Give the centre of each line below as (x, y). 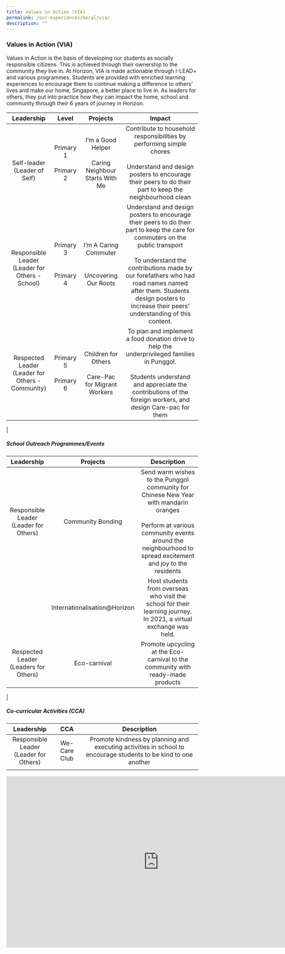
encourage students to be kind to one (139, 754)
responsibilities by (160, 136)
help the (160, 346)
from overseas (168, 588)
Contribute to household (160, 129)
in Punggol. (160, 361)
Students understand (160, 376)
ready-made (168, 674)
